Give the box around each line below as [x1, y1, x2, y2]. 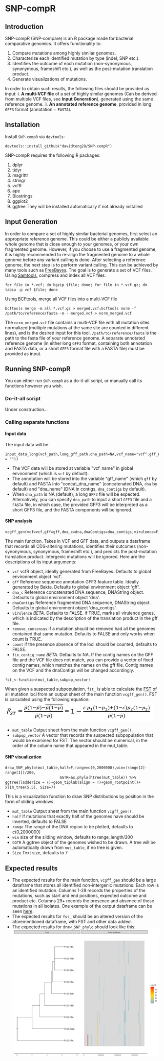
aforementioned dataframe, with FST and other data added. [12, 919, 132, 925]
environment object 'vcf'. [12, 574, 62, 579]
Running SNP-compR [5, 365, 71, 373]
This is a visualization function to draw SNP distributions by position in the [5, 794, 154, 799]
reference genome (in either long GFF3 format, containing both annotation [5, 340, 152, 346]
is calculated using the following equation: [5, 697, 90, 702]
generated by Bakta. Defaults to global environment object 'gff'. [12, 584, 140, 590]
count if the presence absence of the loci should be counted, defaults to [12, 641, 157, 647]
